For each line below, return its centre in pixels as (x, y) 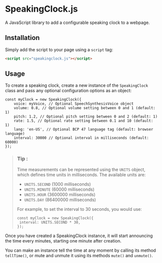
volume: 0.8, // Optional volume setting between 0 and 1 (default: (85, 108)
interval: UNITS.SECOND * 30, (50, 222)
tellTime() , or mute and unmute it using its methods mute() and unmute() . (79, 255)
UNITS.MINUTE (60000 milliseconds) (59, 189)
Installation (22, 38)
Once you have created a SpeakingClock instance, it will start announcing (79, 236)
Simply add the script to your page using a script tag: (59, 49)
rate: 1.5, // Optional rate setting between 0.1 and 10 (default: (83, 121)
